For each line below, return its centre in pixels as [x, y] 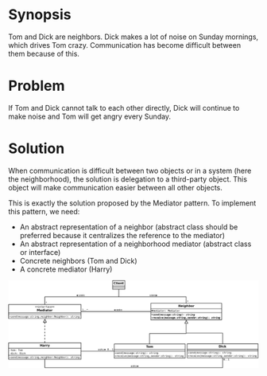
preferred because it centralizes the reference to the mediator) [122, 235]
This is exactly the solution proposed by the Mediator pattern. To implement [132, 203]
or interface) [40, 252]
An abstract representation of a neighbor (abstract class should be [129, 227]
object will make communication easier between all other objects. [115, 187]
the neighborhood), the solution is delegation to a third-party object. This [128, 179]
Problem [37, 86]
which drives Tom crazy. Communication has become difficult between [124, 45]
